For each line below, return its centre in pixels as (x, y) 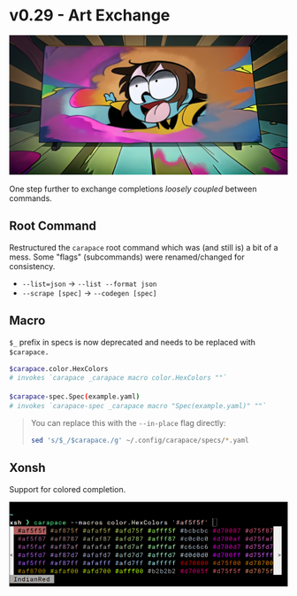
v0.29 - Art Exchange (90, 15)
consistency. (32, 266)
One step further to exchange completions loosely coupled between (133, 189)
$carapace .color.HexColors (59, 368)
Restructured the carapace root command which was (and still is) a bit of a (144, 247)
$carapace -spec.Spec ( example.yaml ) (75, 397)
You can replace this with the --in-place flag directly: (128, 422)
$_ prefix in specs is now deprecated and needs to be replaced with (133, 342)
